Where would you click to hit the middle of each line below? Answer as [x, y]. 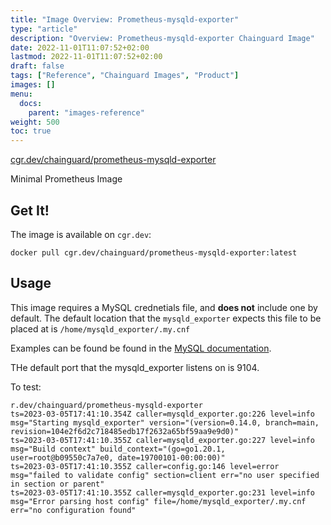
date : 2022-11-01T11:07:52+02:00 [80, 47]
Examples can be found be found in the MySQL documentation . [141, 348]
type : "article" [44, 29]
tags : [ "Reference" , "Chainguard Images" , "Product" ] [125, 76]
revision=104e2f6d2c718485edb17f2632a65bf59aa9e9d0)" [125, 431]
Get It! [30, 210]
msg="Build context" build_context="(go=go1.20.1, [118, 449]
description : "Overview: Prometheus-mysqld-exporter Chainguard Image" [162, 38]
